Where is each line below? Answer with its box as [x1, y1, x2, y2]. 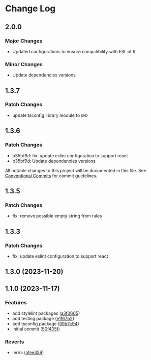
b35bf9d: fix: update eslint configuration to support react [12, 152, 128, 158]
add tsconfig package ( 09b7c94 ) [12, 321, 80, 326]
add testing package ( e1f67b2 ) [12, 316, 75, 321]
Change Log [5, 3, 56, 14]
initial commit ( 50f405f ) [12, 326, 60, 332]
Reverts [5, 338, 25, 345]
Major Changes [5, 37, 43, 44]
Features [5, 299, 27, 306]
